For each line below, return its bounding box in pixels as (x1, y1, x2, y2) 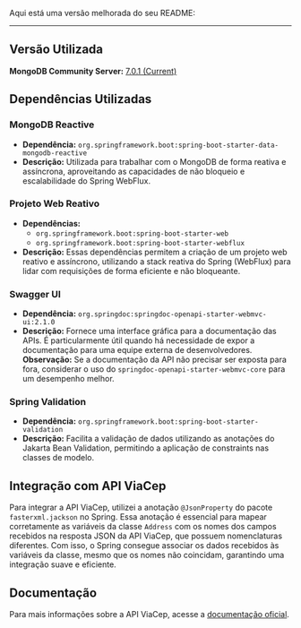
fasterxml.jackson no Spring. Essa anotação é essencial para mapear (9, 512, 267, 522)
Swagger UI (9, 288, 61, 300)
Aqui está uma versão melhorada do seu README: (9, 8, 195, 18)
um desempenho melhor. (21, 374, 115, 384)
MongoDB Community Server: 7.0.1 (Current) (9, 65, 177, 76)
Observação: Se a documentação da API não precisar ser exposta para (21, 354, 287, 366)
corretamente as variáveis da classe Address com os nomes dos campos (9, 521, 277, 532)
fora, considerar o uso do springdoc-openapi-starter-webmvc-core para (21, 364, 286, 374)
